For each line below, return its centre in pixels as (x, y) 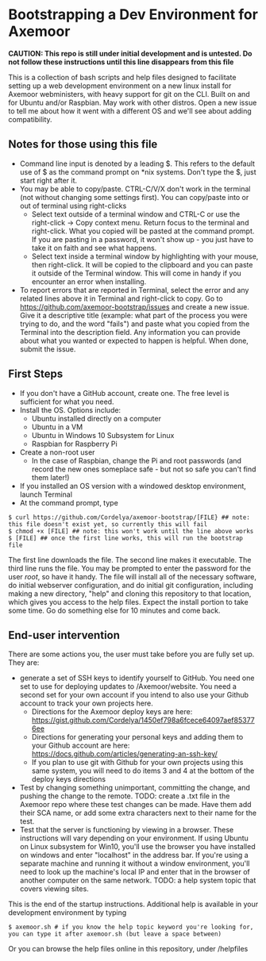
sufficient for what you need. (67, 402)
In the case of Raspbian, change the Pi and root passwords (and (137, 460)
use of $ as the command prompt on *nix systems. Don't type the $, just (138, 171)
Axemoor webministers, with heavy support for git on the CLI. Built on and (129, 94)
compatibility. (31, 119)
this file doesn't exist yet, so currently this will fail (108, 524)
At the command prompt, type (69, 502)
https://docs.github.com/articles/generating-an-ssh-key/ (125, 754)
